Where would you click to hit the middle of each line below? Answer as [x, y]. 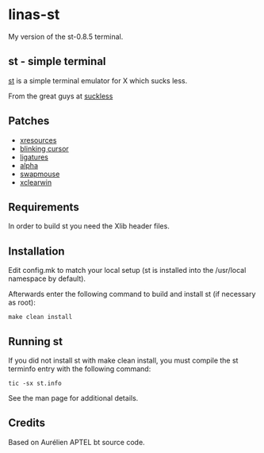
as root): [22, 302]
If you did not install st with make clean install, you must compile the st [123, 360]
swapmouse [40, 174]
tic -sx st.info [35, 383]
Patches [29, 121]
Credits [27, 423]
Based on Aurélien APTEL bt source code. [77, 442]
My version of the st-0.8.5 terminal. [66, 36]
